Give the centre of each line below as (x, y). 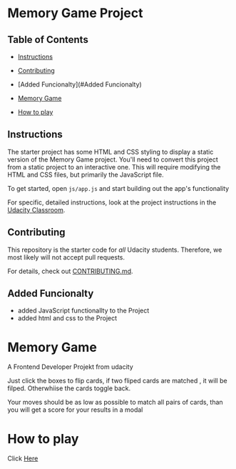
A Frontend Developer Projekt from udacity (70, 367)
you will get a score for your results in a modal (75, 410)
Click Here (23, 458)
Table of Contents (48, 40)
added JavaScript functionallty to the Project (83, 311)
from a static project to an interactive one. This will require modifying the (114, 167)
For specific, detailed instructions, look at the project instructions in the (112, 202)
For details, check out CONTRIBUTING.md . (70, 271)
